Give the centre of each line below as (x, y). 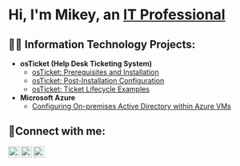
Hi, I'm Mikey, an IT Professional (117, 15)
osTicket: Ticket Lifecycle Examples (91, 89)
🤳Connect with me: (57, 131)
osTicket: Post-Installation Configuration (98, 81)
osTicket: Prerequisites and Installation (96, 72)
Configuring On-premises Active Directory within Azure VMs (132, 106)
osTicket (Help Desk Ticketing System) (86, 63)
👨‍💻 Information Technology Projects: (102, 45)
